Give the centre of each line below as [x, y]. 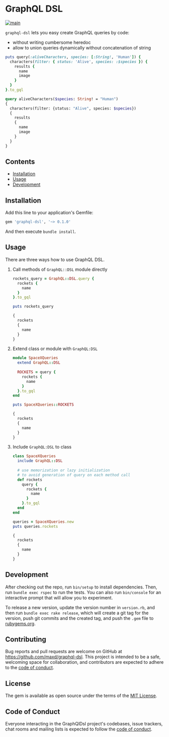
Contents [20, 161]
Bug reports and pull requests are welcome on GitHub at [64, 652]
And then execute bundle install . [41, 232]
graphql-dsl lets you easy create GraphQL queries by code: [67, 32]
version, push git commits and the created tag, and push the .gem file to [79, 618]
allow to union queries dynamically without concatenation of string [82, 47]
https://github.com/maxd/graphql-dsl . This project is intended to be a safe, [83, 657]
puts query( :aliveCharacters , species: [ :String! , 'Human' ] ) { [73, 57]
